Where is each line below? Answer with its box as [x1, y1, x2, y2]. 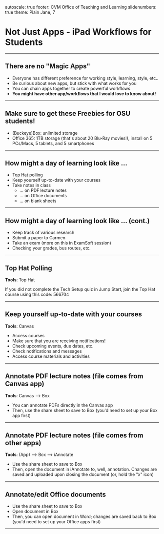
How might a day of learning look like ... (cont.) [5, 217, 150, 225]
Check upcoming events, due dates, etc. [12, 343, 94, 349]
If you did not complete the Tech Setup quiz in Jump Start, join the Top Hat [5, 287, 155, 292]
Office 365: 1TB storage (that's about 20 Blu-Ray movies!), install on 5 [12, 135, 153, 141]
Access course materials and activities [12, 353, 90, 359]
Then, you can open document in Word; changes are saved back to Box [12, 513, 157, 519]
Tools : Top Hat [5, 277, 35, 283]
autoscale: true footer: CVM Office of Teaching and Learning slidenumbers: [5, 4, 157, 10]
